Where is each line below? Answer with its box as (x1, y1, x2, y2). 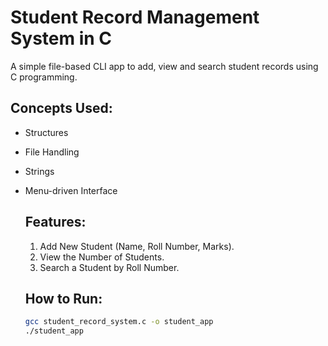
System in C (10, 27, 113, 50)
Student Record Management (10, 6, 260, 29)
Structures (24, 126, 69, 138)
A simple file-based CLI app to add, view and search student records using (10, 60, 319, 72)
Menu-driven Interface (24, 184, 118, 196)
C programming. (10, 71, 78, 83)
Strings (24, 165, 55, 177)
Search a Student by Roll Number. (39, 261, 180, 273)
